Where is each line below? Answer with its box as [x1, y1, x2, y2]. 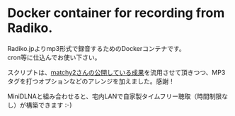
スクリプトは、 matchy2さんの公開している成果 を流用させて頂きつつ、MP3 [7, 68, 226, 76]
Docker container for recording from [7, 5, 225, 21]
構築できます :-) [25, 100, 72, 109]
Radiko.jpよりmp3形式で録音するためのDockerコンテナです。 [7, 44, 185, 52]
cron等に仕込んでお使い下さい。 [7, 53, 101, 62]
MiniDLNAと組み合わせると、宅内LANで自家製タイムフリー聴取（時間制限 [7, 92, 222, 100]
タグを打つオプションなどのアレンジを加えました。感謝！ [7, 76, 175, 86]
